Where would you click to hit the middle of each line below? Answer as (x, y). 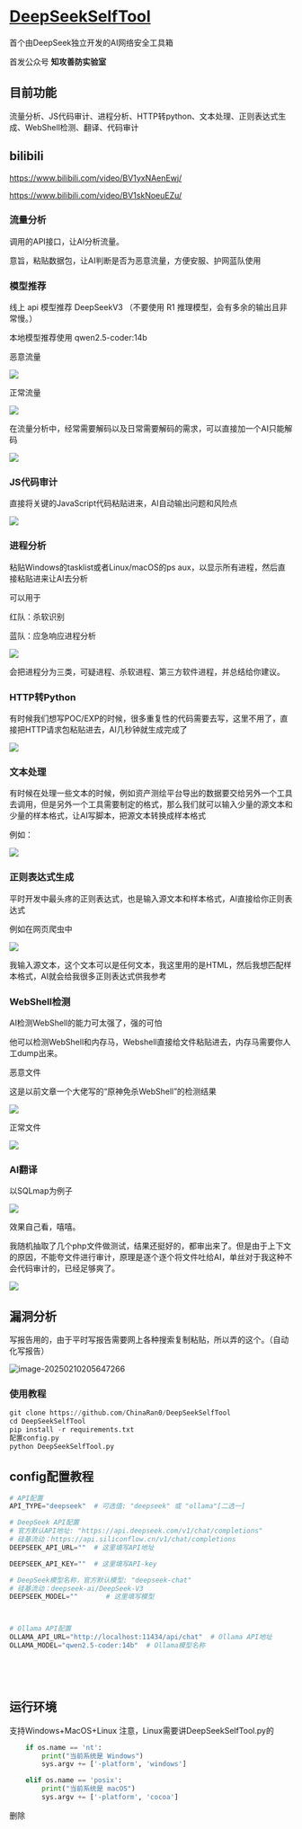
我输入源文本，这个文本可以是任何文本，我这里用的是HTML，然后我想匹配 (147, 964)
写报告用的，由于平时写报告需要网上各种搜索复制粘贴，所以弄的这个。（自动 (149, 1340)
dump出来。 (40, 1052)
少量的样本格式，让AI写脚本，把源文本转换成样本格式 (108, 816)
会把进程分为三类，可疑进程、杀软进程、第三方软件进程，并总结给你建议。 (147, 671)
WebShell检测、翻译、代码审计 (82, 127)
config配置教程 (52, 1477)
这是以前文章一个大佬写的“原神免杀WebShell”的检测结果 (113, 1091)
